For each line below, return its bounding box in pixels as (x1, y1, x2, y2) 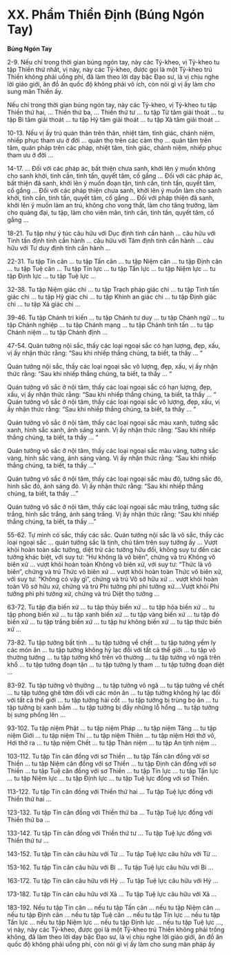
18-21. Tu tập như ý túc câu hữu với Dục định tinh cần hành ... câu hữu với (7, 229, 216, 237)
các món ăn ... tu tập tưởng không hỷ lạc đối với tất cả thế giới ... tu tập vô (7, 645, 216, 653)
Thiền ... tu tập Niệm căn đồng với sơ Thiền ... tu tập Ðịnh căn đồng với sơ (7, 759, 217, 768)
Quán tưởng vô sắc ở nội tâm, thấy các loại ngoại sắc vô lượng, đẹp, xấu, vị (7, 398, 221, 406)
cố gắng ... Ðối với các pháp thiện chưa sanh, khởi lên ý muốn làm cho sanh (7, 186, 222, 194)
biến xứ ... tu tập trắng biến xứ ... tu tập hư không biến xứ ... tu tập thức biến (7, 618, 222, 626)
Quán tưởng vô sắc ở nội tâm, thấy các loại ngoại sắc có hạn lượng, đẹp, (7, 382, 212, 391)
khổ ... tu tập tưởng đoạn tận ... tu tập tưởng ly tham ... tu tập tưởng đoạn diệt (7, 660, 225, 669)
